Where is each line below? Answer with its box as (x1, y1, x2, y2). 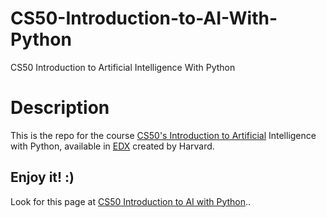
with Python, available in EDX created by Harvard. (10, 140, 215, 152)
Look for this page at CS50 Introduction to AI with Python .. (10, 195, 252, 207)
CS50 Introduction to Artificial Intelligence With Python (10, 61, 236, 73)
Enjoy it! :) (10, 169, 75, 186)
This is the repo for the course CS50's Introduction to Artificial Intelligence (10, 129, 317, 141)
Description (10, 97, 110, 119)
